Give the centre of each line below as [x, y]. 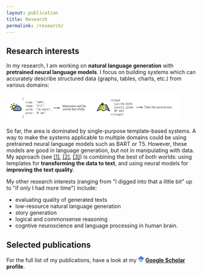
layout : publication [33, 13]
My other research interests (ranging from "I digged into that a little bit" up [99, 182]
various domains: [28, 85]
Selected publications [49, 245]
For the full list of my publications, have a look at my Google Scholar [96, 260]
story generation [36, 213]
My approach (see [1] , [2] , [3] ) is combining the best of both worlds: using [99, 157]
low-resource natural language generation [68, 206]
